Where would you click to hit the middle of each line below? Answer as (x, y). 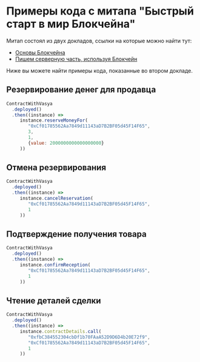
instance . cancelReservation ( (57, 199)
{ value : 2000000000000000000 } (66, 143)
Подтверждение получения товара (76, 234)
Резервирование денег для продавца (81, 90)
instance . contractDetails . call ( (61, 331)
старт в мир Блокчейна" (71, 24)
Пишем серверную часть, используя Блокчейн (76, 59)
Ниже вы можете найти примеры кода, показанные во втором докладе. (99, 70)
